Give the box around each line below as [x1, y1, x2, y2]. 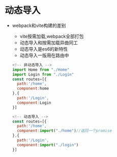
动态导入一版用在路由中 [19, 52, 69, 58]
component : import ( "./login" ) [17, 142, 79, 147]
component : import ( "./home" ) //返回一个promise [17, 128, 112, 134]
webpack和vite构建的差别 [12, 22, 66, 28]
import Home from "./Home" [12, 67, 70, 72]
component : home [17, 86, 49, 91]
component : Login [17, 100, 51, 105]
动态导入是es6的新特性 [19, 46, 68, 52]
